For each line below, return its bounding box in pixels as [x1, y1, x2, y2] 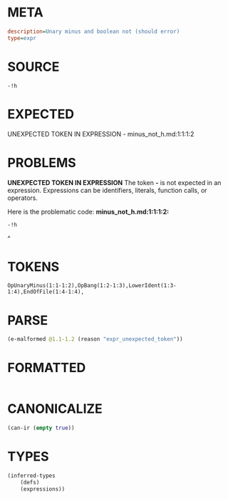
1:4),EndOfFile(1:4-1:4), [7, 289, 84, 296]
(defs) [20, 479, 40, 486]
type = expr [7, 34, 37, 41]
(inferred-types [7, 472, 56, 479]
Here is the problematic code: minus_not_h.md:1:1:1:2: [7, 207, 170, 216]
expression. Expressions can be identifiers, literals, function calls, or [7, 186, 208, 194]
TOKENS [7, 259, 60, 275]
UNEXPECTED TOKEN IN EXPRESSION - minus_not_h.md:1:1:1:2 [7, 129, 195, 138]
